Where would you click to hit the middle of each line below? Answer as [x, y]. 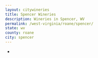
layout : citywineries [27, 10]
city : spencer [20, 38]
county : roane [20, 33]
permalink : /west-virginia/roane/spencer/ [49, 24]
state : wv [15, 28]
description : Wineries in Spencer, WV [45, 19]
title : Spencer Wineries [31, 14]
